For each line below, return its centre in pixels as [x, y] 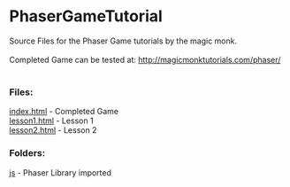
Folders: [27, 153]
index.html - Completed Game [64, 112]
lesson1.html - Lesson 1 [52, 121]
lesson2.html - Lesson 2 [53, 130]
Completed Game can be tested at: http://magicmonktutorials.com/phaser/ [145, 59]
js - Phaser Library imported [61, 172]
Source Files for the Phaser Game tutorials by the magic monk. [123, 41]
